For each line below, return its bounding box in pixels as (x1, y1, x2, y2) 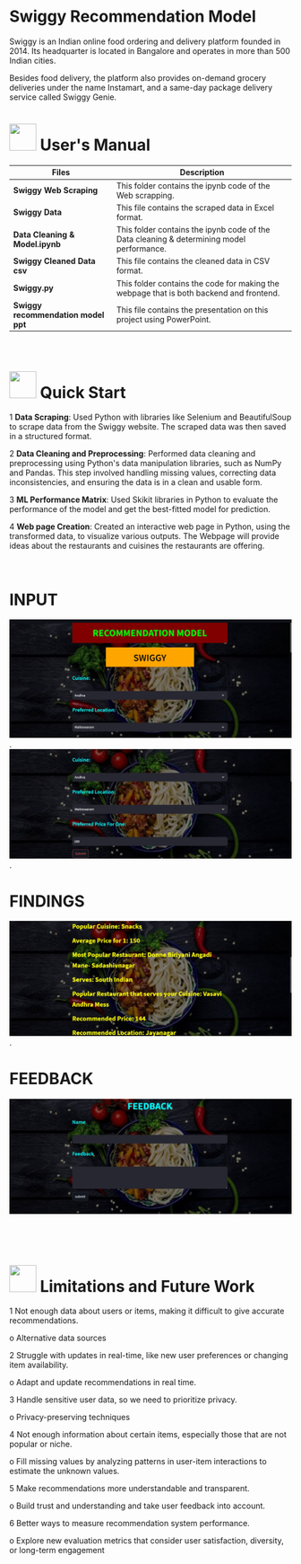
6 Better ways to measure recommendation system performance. (9, 1518, 251, 1529)
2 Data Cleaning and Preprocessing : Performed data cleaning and (9, 448, 256, 459)
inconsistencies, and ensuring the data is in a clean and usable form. (9, 477, 262, 488)
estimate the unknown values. (9, 1466, 120, 1477)
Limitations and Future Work (39, 1276, 255, 1296)
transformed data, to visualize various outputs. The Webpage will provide (9, 531, 279, 542)
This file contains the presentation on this (116, 305, 269, 315)
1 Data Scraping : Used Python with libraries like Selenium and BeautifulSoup (9, 411, 292, 423)
